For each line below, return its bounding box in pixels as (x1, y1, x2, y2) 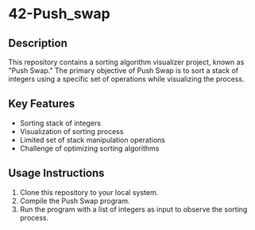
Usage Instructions (8, 167, 105, 180)
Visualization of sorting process (19, 126, 124, 136)
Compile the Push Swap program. (19, 196, 130, 205)
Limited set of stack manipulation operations (19, 135, 165, 144)
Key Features (8, 97, 75, 111)
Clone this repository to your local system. (19, 187, 159, 197)
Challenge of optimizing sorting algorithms (19, 144, 160, 153)
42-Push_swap (8, 5, 111, 23)
